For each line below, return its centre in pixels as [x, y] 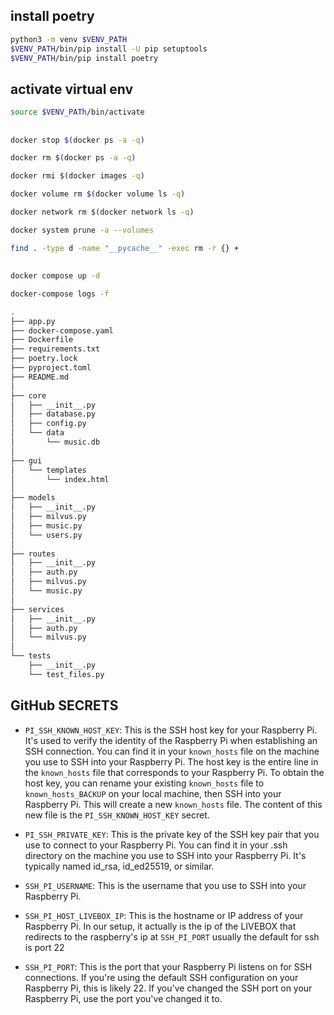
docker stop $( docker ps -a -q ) [77, 140]
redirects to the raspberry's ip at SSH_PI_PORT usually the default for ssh [172, 936]
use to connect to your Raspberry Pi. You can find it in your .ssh [156, 845]
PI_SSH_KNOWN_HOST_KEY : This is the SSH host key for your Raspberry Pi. [171, 730]
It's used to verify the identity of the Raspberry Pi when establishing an [171, 740]
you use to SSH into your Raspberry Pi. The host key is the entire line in [171, 761]
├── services [37, 609]
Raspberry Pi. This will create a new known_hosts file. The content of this [173, 804]
